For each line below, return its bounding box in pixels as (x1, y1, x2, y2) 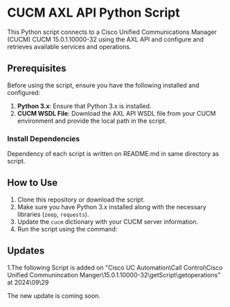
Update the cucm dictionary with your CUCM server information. (17, 217, 199, 226)
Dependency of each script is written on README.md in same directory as (7, 150, 220, 158)
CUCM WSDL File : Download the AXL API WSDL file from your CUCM (17, 109, 216, 117)
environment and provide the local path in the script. (17, 116, 167, 125)
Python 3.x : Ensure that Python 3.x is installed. (17, 102, 152, 110)
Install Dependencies (7, 134, 80, 143)
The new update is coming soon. (7, 291, 100, 299)
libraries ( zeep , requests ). (17, 210, 89, 218)
